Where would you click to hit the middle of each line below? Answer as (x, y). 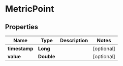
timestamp (20, 49)
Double (47, 57)
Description (74, 41)
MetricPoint (30, 9)
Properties (22, 27)
